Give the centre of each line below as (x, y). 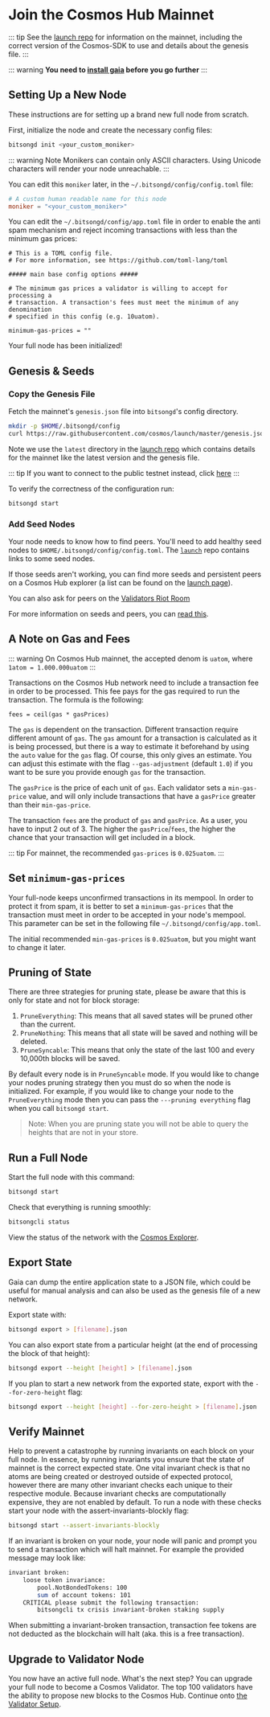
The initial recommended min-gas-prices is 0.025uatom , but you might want (132, 939)
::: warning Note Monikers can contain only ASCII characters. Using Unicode (135, 160)
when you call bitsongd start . (59, 1108)
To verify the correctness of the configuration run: (91, 489)
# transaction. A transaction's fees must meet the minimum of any (124, 303)
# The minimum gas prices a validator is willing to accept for (118, 289)
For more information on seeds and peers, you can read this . (108, 613)
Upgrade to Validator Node (76, 1659)
